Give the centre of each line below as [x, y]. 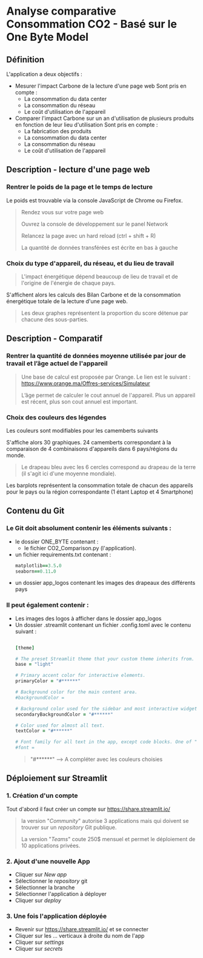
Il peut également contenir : [48, 605]
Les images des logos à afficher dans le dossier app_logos [88, 618]
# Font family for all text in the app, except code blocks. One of [103, 742]
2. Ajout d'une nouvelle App [48, 861]
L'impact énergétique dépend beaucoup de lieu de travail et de [99, 276]
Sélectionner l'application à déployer [61, 894]
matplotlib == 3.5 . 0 [38, 565]
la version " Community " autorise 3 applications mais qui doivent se [105, 820]
